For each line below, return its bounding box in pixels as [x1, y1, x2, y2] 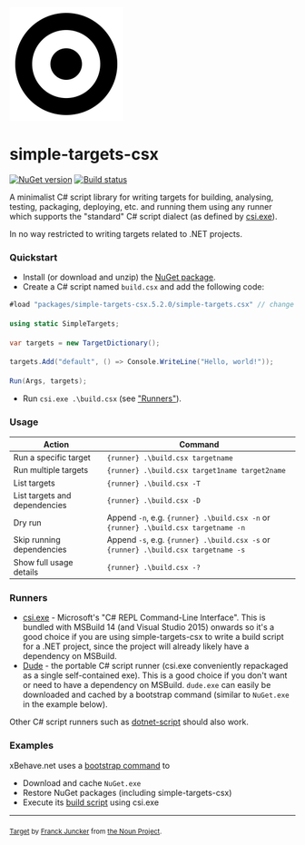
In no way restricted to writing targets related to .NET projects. [9, 228, 243, 239]
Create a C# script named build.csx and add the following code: [22, 281, 265, 292]
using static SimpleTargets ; [9, 319, 120, 329]
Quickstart [9, 251, 58, 263]
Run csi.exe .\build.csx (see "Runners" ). [22, 393, 182, 404]
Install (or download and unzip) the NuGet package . [22, 271, 216, 283]
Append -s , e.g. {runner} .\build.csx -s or [106, 535, 271, 545]
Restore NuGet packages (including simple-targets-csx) [22, 787, 232, 798]
